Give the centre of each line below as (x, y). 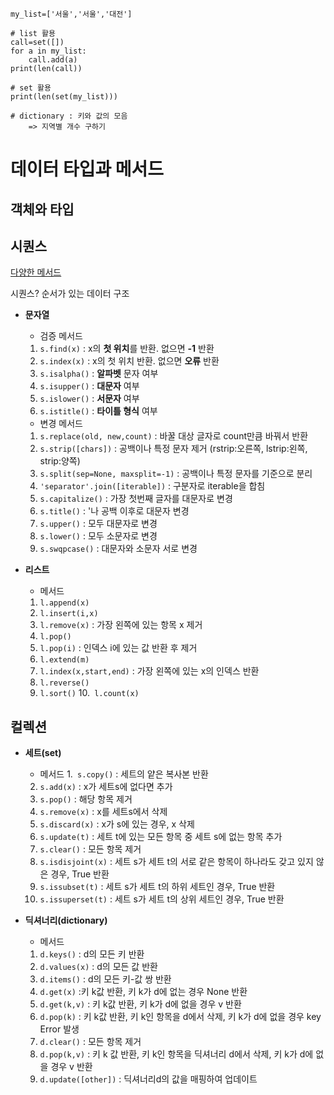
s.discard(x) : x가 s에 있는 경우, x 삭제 (117, 824)
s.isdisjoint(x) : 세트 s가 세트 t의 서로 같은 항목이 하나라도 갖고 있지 (176, 862)
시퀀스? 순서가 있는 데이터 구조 (70, 294)
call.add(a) (53, 60)
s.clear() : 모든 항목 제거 (90, 849)
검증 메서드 (61, 336)
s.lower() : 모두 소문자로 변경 (98, 536)
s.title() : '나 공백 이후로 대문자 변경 (114, 511)
